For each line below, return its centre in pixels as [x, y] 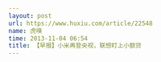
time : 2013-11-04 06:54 [48, 38]
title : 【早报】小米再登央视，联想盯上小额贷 [75, 46]
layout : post [30, 16]
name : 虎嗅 [25, 31]
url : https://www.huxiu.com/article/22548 [80, 23]
